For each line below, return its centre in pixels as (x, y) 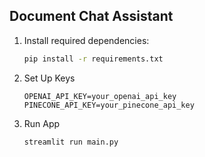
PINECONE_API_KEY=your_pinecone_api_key (109, 105)
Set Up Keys (49, 78)
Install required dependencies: (86, 40)
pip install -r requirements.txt (93, 59)
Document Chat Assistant (91, 16)
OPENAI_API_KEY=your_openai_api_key (100, 96)
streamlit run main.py (71, 142)
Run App (42, 123)
